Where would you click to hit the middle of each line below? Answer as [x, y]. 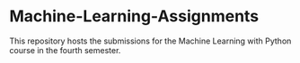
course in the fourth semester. [65, 50]
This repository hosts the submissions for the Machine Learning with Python [150, 41]
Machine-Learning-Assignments [134, 16]
